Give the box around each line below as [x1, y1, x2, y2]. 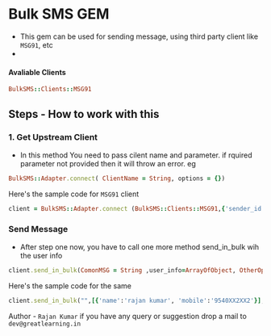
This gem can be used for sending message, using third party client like [19, 31, 259, 41]
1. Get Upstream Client [8, 132, 98, 143]
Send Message [8, 224, 69, 235]
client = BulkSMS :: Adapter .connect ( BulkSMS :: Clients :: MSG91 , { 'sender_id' [8, 204, 265, 212]
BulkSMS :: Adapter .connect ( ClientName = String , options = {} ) [8, 174, 226, 183]
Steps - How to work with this [8, 107, 160, 121]
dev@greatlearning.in [8, 320, 81, 328]
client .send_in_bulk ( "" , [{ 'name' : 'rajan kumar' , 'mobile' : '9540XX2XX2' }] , [8, 296, 265, 304]
